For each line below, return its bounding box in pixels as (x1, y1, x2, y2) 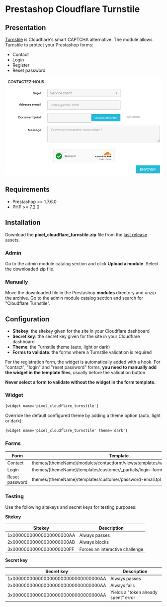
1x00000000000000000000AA (7, 532, 76, 538)
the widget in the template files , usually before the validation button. (5, 370, 147, 376)
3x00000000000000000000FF (7, 546, 75, 552)
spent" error (110, 595, 136, 601)
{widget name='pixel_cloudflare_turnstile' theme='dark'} (5, 428, 128, 433)
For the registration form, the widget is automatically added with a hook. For (5, 359, 161, 365)
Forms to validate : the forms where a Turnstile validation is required (12, 349, 152, 355)
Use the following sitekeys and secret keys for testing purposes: (5, 504, 137, 510)
